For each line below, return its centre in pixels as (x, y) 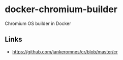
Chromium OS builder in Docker (38, 23)
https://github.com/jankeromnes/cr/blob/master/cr (65, 51)
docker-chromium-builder (61, 9)
